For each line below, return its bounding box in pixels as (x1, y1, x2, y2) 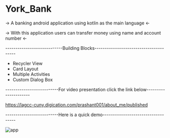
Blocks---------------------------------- (80, 45, 164, 51)
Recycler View (12, 60, 43, 66)
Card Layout (12, 66, 39, 72)
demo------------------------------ (90, 112, 164, 118)
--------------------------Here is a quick (5, 112, 90, 118)
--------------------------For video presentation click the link (5, 86, 133, 92)
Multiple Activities (12, 71, 50, 77)
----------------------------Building (5, 45, 80, 51)
